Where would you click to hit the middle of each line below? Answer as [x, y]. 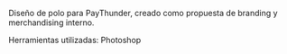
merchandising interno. [51, 22]
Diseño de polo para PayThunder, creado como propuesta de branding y [143, 13]
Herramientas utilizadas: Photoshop [75, 40]
